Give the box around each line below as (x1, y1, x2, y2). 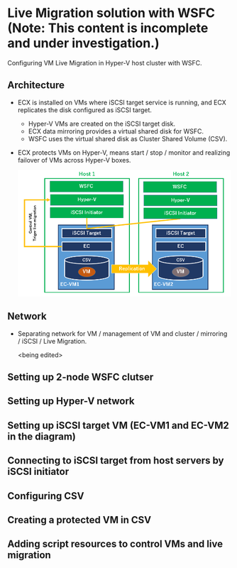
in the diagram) (7, 430, 76, 442)
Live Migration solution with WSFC (7, 5, 215, 21)
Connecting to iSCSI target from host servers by (7, 454, 224, 466)
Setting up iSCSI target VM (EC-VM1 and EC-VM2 (7, 419, 229, 431)
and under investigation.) (7, 35, 160, 51)
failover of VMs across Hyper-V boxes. (17, 155, 131, 164)
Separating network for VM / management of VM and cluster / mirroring (17, 329, 228, 338)
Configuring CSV (7, 490, 84, 502)
